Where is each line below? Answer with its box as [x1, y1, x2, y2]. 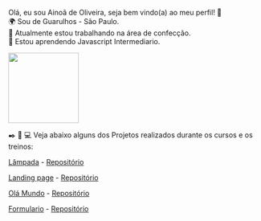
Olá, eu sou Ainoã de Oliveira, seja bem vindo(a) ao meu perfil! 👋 [8, 8, 222, 17]
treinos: [8, 141, 34, 151]
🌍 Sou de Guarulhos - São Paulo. [8, 17, 120, 26]
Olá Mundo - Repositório [8, 189, 90, 198]
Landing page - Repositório [8, 173, 99, 182]
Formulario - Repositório [8, 204, 89, 213]
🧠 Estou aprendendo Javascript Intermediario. [8, 37, 161, 46]
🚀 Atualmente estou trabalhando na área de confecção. [8, 28, 191, 38]
